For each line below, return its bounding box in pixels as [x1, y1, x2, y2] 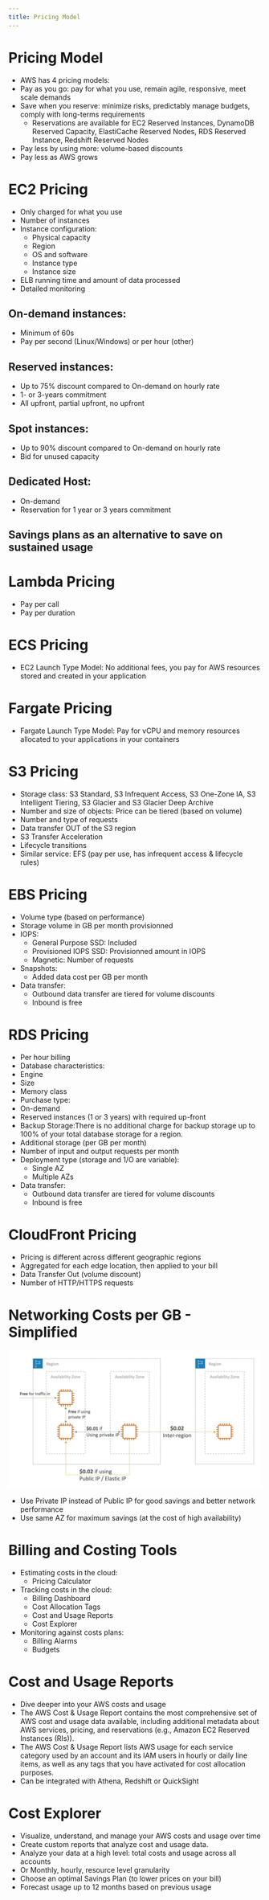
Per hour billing [19, 1052, 71, 1062]
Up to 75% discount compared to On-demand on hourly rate [19, 382, 220, 391]
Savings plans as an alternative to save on [8, 528, 223, 542]
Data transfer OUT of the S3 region [19, 823, 137, 833]
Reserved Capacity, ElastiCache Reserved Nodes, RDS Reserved [31, 126, 247, 136]
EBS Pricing [8, 886, 88, 904]
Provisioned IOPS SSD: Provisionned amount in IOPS [31, 946, 206, 956]
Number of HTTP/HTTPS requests [19, 1278, 134, 1288]
